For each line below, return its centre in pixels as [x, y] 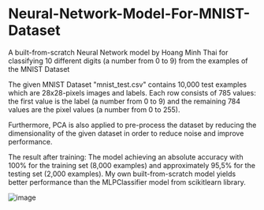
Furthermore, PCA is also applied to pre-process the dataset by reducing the [132, 125]
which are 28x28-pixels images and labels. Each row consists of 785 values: [132, 92]
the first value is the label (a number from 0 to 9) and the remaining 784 [125, 101]
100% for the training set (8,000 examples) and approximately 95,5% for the [132, 165]
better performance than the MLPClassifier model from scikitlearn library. [127, 182]
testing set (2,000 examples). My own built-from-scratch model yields [122, 174]
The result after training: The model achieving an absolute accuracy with [126, 157]
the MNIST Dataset [39, 69]
